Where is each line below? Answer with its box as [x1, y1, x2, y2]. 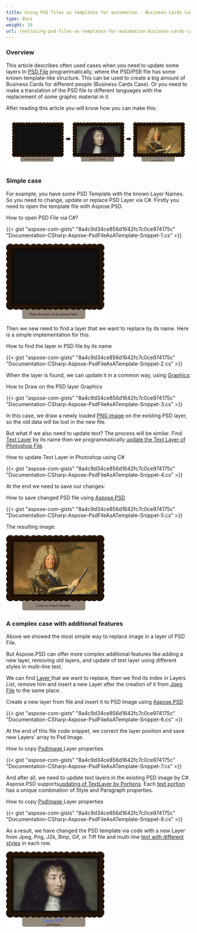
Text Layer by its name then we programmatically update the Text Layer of [6, 436, 186, 443]
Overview [6, 48, 35, 57]
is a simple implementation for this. [6, 331, 91, 338]
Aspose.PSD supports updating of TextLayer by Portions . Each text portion [6, 781, 185, 788]
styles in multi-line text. [6, 663, 63, 670]
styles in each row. [6, 839, 52, 847]
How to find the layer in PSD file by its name [6, 342, 113, 350]
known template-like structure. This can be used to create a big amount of [6, 74, 186, 81]
